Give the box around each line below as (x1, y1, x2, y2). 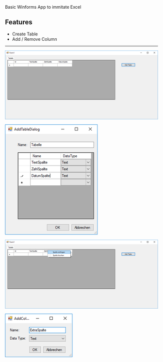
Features (5, 18, 33, 26)
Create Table (12, 31, 38, 37)
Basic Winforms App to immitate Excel (5, 4, 81, 10)
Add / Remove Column (12, 36, 57, 42)
